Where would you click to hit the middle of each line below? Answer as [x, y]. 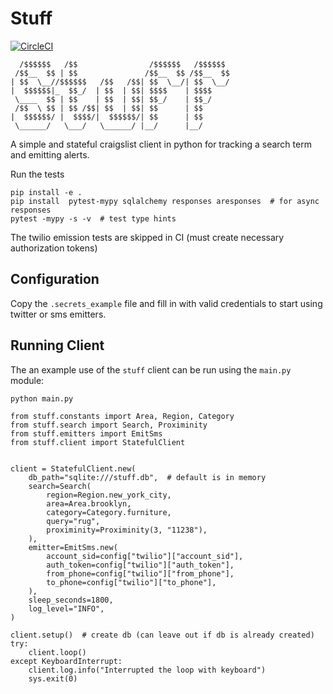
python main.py [42, 398]
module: [27, 380]
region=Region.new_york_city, [109, 495]
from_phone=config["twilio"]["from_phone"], [140, 573]
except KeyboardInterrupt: [66, 661]
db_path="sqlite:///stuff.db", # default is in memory [147, 477]
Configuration [55, 279]
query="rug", [73, 521]
